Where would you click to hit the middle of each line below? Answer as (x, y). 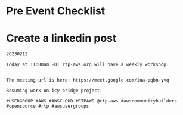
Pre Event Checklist (56, 11)
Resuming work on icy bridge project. (54, 91)
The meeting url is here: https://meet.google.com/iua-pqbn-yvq (88, 80)
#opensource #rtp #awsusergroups (48, 106)
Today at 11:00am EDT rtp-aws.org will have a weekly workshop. (88, 65)
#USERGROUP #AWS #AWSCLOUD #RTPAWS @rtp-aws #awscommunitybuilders (92, 101)
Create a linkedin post (61, 38)
